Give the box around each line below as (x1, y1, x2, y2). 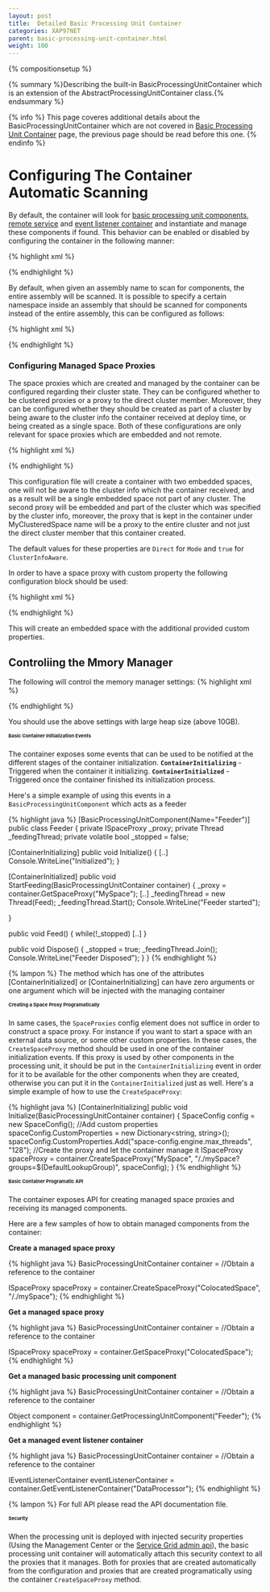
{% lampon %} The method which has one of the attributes (8, 969, 205, 978)
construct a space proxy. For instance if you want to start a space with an (8, 1026, 252, 1036)
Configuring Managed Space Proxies (8, 360, 156, 371)
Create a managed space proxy (8, 1242, 115, 1252)
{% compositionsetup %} (8, 64, 93, 73)
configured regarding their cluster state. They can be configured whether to (8, 387, 260, 396)
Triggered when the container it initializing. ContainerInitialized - (8, 766, 230, 776)
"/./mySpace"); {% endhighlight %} (8, 1291, 125, 1301)
